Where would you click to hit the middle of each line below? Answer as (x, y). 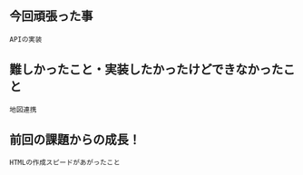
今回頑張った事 (51, 16)
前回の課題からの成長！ (75, 140)
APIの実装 (26, 39)
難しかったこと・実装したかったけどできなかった (147, 69)
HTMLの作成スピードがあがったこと (65, 163)
